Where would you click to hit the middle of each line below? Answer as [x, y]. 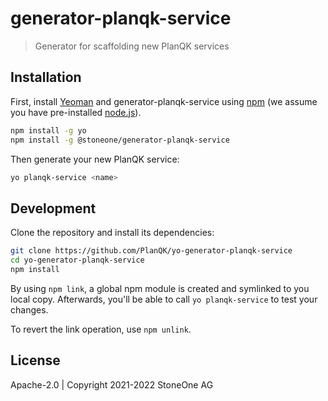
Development [53, 208]
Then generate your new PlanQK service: [95, 159]
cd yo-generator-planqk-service [77, 260]
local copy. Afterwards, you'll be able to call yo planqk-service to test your [164, 299]
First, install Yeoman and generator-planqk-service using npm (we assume [164, 101]
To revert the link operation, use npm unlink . [101, 329]
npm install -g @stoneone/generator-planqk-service [120, 140]
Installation [46, 77]
